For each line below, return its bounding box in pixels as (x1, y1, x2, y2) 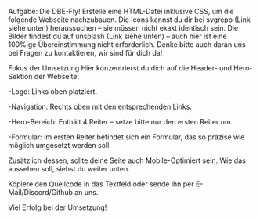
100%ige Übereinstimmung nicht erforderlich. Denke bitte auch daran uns (8, 40, 246, 49)
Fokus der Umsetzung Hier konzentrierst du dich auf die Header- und (8, 63, 233, 73)
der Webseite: (34, 72, 80, 81)
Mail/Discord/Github (8, 188, 73, 197)
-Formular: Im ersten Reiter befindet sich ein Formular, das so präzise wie (8, 132, 245, 142)
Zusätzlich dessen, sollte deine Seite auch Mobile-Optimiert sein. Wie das (8, 156, 247, 165)
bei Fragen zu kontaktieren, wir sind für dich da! (8, 49, 163, 57)
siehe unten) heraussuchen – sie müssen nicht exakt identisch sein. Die (8, 23, 239, 32)
